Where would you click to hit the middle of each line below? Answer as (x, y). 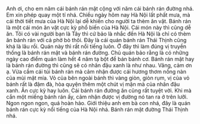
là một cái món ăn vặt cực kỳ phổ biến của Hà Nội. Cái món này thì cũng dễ (99, 27)
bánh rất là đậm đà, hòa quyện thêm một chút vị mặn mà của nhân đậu (93, 84)
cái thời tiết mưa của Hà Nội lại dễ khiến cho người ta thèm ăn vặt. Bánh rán (99, 21)
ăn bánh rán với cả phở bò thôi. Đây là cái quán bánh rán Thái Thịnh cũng (96, 40)
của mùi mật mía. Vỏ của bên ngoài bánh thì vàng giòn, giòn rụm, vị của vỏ (98, 78)
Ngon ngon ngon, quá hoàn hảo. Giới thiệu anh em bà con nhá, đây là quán (99, 103)
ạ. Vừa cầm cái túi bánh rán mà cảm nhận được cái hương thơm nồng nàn (96, 71)
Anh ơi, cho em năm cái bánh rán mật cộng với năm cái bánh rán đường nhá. (100, 9)
